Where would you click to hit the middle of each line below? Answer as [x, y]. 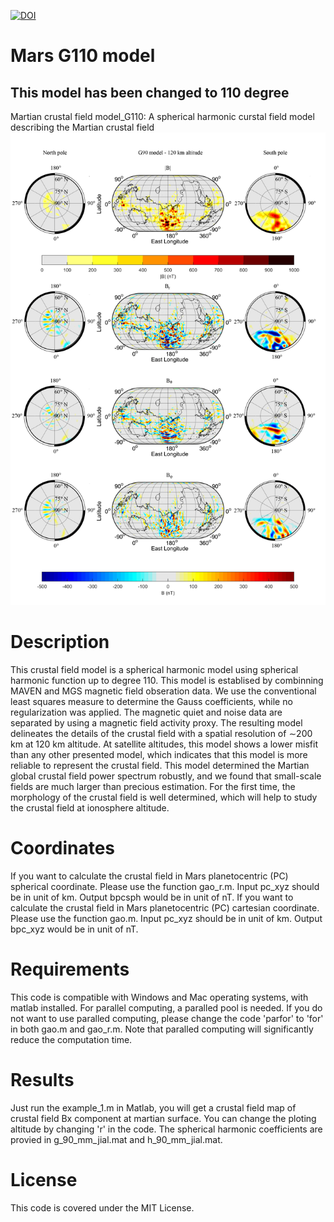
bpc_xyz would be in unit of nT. [74, 929]
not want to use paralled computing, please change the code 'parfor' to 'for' [167, 1018]
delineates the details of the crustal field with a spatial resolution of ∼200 [161, 733]
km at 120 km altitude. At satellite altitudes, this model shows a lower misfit [164, 744]
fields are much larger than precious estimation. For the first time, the [153, 786]
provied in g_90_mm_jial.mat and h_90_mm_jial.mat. [116, 1139]
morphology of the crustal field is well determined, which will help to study [164, 797]
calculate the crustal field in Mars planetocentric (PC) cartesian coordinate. [165, 907]
